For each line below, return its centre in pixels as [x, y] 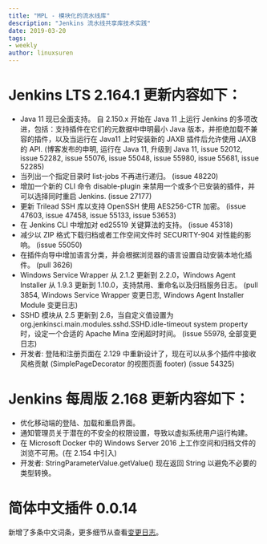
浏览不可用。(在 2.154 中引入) [69, 453]
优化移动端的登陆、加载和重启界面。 [80, 423]
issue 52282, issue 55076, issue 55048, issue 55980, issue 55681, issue [139, 158]
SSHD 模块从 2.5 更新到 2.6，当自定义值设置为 [97, 315]
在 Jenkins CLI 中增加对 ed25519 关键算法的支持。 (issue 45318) [126, 225]
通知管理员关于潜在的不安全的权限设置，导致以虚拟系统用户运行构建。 [136, 432]
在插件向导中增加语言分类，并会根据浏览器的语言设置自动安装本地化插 [136, 254]
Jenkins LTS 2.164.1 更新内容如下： [125, 95]
